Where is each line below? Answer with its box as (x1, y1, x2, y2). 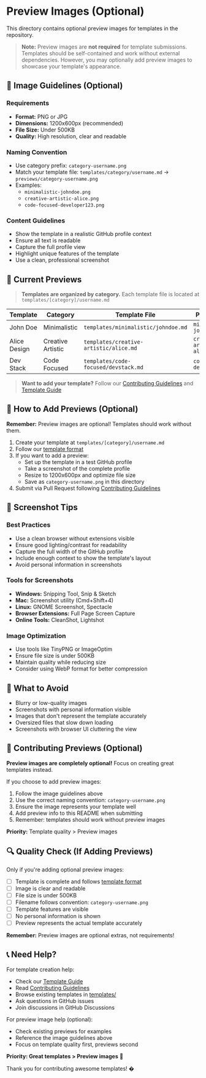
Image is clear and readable (15, 884, 86, 892)
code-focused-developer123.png (24, 202, 105, 208)
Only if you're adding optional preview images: (6, 865, 124, 873)
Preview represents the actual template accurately (15, 919, 143, 926)
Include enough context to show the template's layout (15, 554, 151, 562)
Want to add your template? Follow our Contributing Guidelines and (21, 380, 194, 387)
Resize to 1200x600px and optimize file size (24, 471, 136, 479)
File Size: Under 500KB (15, 126, 75, 133)
